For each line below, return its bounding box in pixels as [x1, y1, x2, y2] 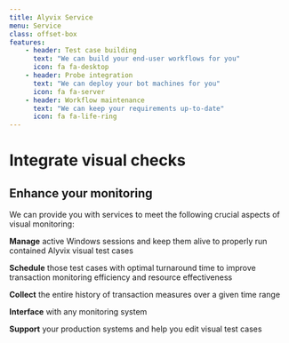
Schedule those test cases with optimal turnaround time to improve [9, 263, 256, 274]
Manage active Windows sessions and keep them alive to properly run [9, 236, 268, 247]
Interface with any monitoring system [9, 307, 148, 317]
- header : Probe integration [25, 71, 133, 80]
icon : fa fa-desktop [32, 63, 109, 72]
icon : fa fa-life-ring [32, 112, 117, 121]
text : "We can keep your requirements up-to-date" [32, 104, 225, 113]
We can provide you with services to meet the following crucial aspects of [9, 210, 280, 220]
